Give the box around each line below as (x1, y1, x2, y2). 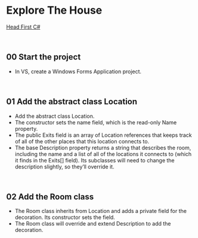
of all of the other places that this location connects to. (14, 137, 150, 145)
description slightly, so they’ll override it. (14, 163, 115, 170)
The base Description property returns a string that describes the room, (14, 144, 191, 151)
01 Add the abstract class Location (6, 96, 138, 107)
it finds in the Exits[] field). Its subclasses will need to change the (14, 156, 175, 164)
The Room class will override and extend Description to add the (14, 220, 171, 227)
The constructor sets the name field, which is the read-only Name (14, 118, 177, 126)
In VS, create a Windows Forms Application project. (14, 68, 142, 75)
